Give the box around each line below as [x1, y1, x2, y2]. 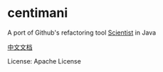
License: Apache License [7, 56, 82, 65]
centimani [7, 5, 68, 21]
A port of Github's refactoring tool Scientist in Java [7, 28, 157, 37]
